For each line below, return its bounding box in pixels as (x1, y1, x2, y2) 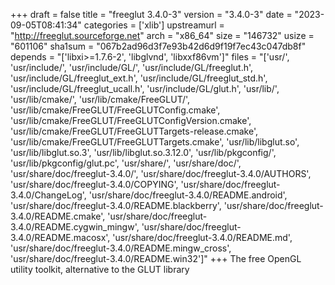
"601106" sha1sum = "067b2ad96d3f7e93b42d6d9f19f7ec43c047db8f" (10, 40, 307, 52)
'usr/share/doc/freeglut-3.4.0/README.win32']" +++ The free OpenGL (10, 253, 302, 264)
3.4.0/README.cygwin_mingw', (10, 221, 140, 233)
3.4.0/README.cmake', (10, 210, 106, 222)
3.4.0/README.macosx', (10, 232, 111, 243)
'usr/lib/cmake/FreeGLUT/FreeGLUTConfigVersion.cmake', (10, 115, 252, 126)
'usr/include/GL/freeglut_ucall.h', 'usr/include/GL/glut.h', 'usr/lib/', (10, 83, 280, 94)
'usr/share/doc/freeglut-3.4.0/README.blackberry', (10, 200, 222, 211)
